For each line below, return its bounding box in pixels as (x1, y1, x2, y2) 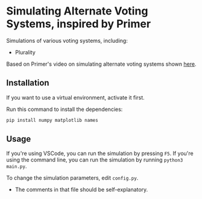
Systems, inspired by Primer (6, 17, 151, 31)
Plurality (14, 48, 36, 55)
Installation (6, 78, 49, 88)
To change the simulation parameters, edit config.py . (6, 174, 139, 182)
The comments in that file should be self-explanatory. (14, 186, 148, 194)
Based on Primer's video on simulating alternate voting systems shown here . (6, 60, 197, 68)
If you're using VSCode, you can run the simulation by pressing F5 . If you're (6, 150, 194, 157)
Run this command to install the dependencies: (6, 106, 123, 113)
